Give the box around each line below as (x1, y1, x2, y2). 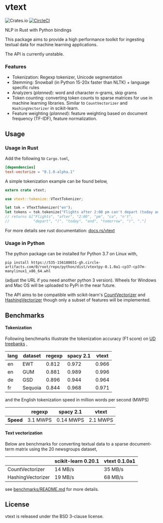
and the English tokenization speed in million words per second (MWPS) (5, 396, 149, 403)
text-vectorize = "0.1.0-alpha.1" (5, 169, 75, 174)
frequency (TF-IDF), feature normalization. (12, 116, 98, 122)
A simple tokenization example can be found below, (5, 178, 108, 184)
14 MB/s (54, 466, 74, 473)
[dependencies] (5, 165, 36, 169)
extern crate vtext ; (5, 187, 47, 192)
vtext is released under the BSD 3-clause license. (5, 513, 104, 519)
